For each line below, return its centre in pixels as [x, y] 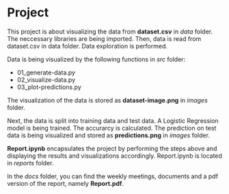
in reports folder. [30, 163]
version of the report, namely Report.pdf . [66, 183]
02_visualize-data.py [46, 79]
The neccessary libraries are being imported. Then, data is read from [104, 38]
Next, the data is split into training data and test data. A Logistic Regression [113, 120]
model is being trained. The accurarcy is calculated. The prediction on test [112, 128]
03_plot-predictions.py [49, 87]
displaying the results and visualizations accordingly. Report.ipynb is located [114, 156]
